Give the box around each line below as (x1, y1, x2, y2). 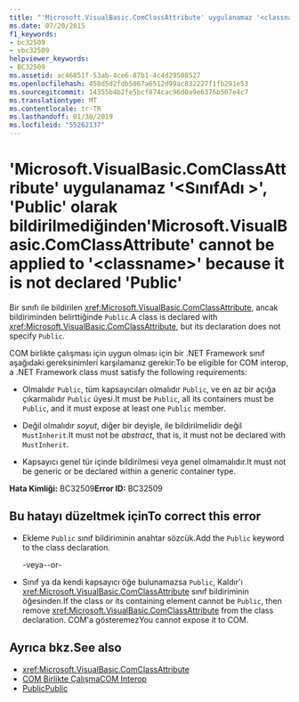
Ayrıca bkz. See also (9, 641, 122, 656)
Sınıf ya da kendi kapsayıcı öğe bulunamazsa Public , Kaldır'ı (21, 576, 243, 587)
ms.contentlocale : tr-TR (9, 104, 101, 113)
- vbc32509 (9, 46, 50, 55)
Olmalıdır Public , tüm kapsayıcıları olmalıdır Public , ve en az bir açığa (21, 384, 277, 395)
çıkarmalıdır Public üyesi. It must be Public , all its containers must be (21, 393, 274, 404)
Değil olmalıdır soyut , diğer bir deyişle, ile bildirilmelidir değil (21, 420, 243, 430)
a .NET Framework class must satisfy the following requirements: (9, 366, 247, 377)
